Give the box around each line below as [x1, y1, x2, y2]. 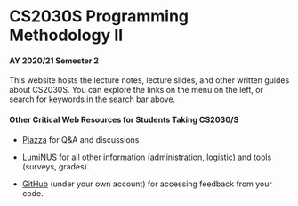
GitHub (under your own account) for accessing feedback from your [21, 178, 273, 189]
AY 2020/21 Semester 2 [9, 55, 100, 66]
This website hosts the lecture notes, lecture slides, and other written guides [9, 75, 290, 86]
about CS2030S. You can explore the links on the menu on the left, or [9, 85, 264, 95]
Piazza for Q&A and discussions [21, 134, 140, 144]
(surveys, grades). [21, 161, 90, 171]
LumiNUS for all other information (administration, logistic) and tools [21, 152, 272, 162]
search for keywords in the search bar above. [9, 94, 176, 104]
